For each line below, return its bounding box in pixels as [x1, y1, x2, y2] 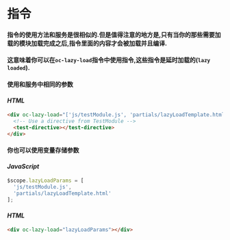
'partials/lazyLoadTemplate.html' [13, 190, 112, 197]
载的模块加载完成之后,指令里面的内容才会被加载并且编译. [7, 39, 168, 47]
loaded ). [7, 64, 30, 72]
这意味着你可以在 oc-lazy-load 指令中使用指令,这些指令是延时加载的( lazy [7, 56, 211, 64]
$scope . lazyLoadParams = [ [7, 177, 84, 185]
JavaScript [7, 162, 40, 170]
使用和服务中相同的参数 [7, 80, 73, 88]
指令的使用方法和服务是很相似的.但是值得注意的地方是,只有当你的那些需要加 [7, 30, 221, 38]
